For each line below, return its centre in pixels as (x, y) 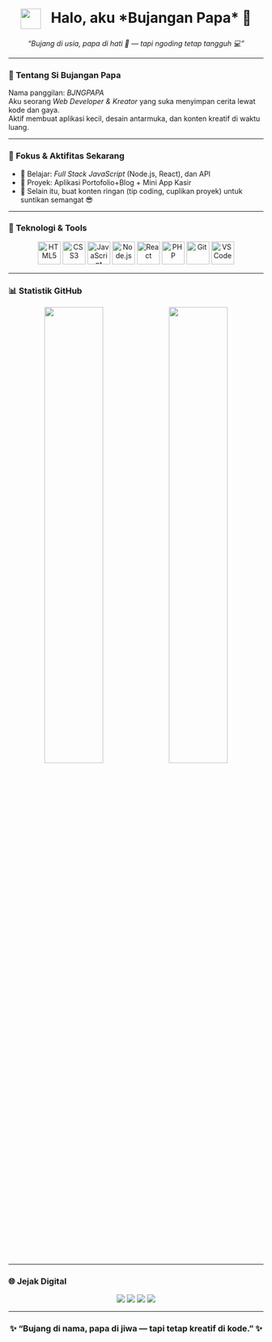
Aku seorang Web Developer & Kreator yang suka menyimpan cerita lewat (132, 101)
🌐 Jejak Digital (38, 1281)
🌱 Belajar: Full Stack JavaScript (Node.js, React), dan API (115, 174)
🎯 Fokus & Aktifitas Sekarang (67, 156)
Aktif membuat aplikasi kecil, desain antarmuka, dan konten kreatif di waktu (134, 119)
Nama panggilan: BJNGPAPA (56, 93)
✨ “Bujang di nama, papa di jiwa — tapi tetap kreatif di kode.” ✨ (136, 1329)
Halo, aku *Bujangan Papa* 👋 (151, 17)
